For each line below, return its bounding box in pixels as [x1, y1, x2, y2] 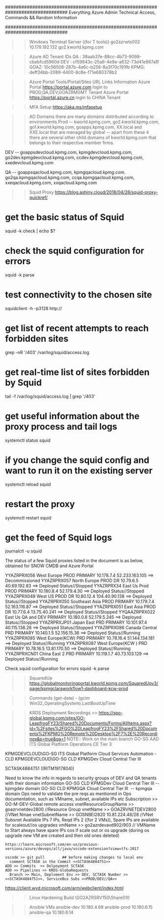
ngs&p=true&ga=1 [29, 736, 66, 742]
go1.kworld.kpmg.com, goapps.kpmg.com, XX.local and [29, 124, 142, 130]
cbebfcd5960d [29, 59, 60, 64]
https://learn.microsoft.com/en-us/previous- [5, 842, 99, 847]
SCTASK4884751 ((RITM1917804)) [5, 766, 74, 771]
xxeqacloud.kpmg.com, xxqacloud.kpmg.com [5, 180, 97, 185]
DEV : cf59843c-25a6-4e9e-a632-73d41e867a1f [60, 59, 159, 64]
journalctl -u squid [5, 548, 42, 554]
